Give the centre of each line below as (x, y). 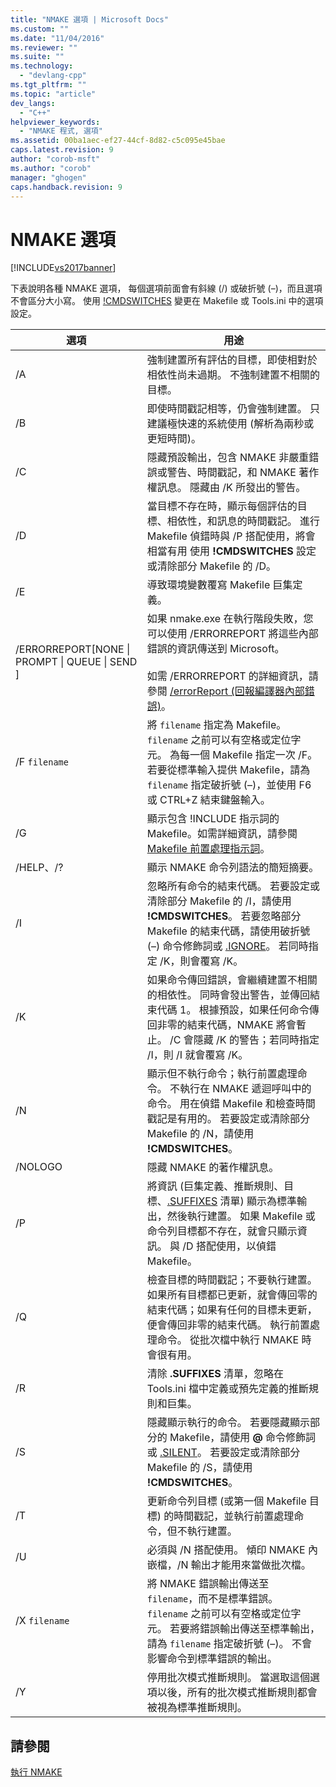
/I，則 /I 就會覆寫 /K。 (197, 1055)
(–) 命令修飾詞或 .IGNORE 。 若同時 (227, 946)
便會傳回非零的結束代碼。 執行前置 (228, 1325)
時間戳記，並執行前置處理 (234, 1516)
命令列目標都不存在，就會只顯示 (222, 1231)
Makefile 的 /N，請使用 (200, 1134)
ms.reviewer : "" (44, 47)
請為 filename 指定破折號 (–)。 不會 (229, 1644)
